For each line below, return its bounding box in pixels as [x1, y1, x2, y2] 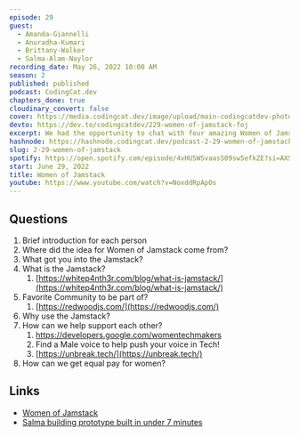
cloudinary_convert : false [9, 104, 109, 113]
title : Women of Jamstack [9, 170, 105, 179]
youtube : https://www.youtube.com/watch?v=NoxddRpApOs [9, 179, 217, 188]
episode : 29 [9, 12, 53, 22]
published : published [9, 79, 90, 88]
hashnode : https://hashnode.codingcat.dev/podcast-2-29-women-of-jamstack [9, 137, 293, 146]
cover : [9, 112, 34, 121]
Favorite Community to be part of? [21, 291, 149, 303]
